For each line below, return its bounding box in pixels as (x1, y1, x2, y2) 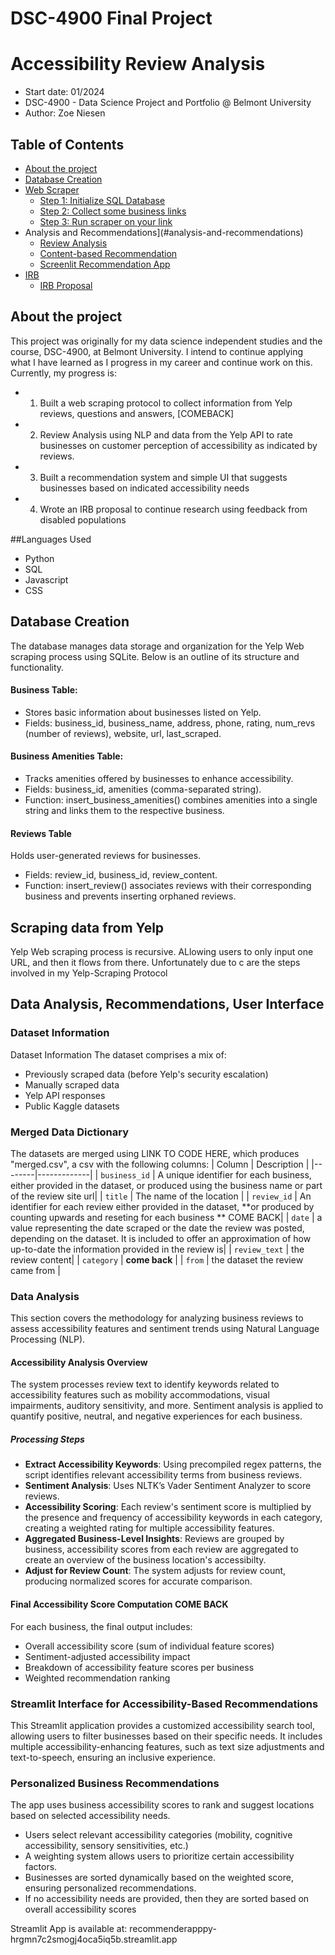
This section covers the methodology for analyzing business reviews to (10, 1312, 304, 1324)
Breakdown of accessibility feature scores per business (24, 1661, 255, 1673)
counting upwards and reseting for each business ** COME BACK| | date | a (10, 1211, 323, 1223)
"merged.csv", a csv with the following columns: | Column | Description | (10, 1158, 310, 1170)
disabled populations (39, 513, 127, 526)
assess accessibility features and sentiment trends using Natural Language (10, 1323, 320, 1335)
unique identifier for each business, (166, 1168, 312, 1181)
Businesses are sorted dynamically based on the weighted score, (24, 1872, 294, 1884)
